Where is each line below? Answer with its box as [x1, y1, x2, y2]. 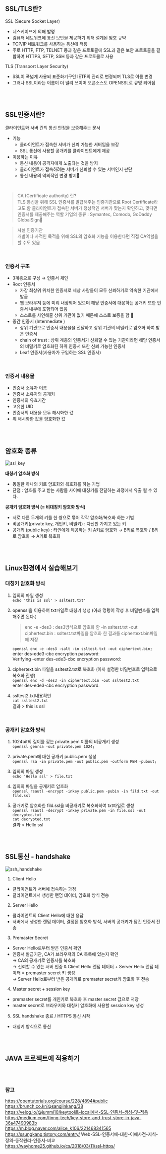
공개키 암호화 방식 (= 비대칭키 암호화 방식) [5, 504, 86, 510]
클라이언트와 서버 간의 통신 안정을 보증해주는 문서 [5, 125, 101, 131]
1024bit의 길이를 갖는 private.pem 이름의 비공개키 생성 [12, 739, 119, 745]
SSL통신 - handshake [5, 853, 71, 861]
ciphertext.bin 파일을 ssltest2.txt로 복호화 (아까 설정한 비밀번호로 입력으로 [12, 666, 158, 672]
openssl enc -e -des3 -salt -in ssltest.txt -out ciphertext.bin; [12, 646, 153, 651]
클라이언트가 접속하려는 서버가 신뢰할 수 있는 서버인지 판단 [19, 166, 133, 172]
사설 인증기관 [17, 227, 43, 233]
